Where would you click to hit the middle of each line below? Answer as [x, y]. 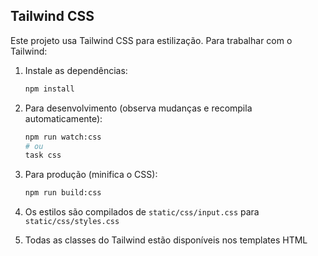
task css [43, 155]
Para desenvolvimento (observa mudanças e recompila [138, 108]
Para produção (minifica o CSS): [91, 175]
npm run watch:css [63, 137]
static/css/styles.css [72, 222]
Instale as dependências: [76, 70]
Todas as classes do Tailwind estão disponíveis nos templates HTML [166, 240]
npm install [49, 89]
